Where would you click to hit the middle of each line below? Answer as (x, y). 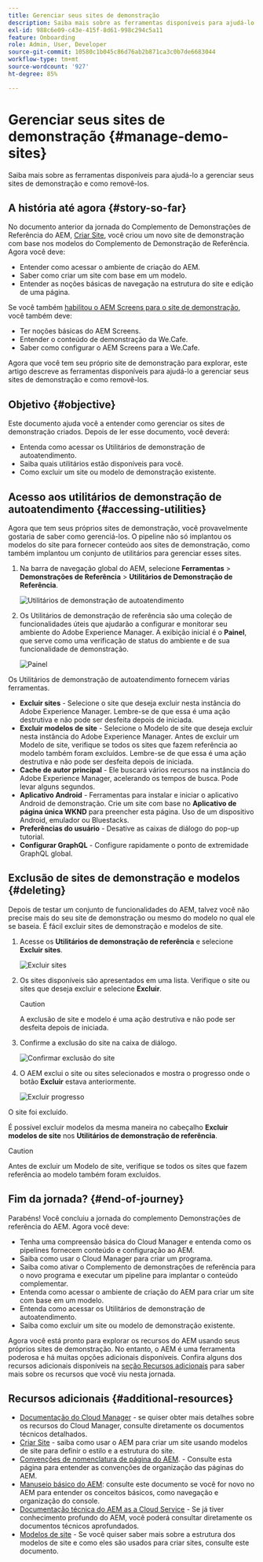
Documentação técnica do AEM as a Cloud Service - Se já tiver (122, 1509)
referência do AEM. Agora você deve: (69, 1226)
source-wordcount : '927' (49, 67)
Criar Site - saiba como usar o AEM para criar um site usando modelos (133, 1442)
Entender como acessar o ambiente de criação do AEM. (110, 267)
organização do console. (60, 1501)
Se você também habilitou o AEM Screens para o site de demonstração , (124, 308)
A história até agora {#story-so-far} (97, 208)
